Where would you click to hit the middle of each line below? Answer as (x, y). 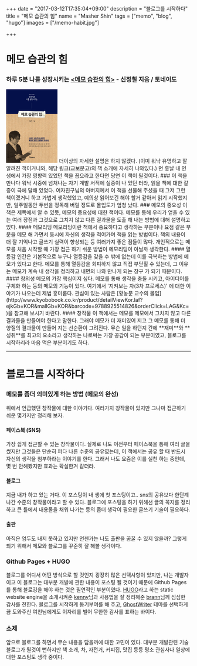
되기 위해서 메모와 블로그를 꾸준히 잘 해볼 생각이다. (64, 545)
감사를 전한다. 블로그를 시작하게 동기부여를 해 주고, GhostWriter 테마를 (87, 604)
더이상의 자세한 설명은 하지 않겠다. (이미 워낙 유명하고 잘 (123, 161)
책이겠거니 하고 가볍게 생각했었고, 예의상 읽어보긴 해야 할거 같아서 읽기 (86, 198)
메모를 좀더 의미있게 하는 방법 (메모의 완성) (62, 394)
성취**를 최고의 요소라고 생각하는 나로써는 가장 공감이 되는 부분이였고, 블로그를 (96, 335)
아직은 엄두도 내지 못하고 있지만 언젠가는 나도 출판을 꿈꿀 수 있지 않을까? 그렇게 (96, 538)
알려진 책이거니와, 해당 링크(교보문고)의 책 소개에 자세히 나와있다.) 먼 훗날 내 (93, 168)
